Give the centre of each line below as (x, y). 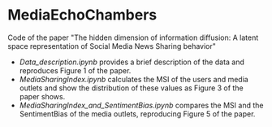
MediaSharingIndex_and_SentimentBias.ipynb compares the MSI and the (141, 105)
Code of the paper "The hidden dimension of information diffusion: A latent (133, 37)
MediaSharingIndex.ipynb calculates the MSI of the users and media (134, 79)
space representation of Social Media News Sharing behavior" (112, 46)
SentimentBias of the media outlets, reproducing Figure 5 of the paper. (137, 114)
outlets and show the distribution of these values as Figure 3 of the (132, 88)
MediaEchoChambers (82, 15)
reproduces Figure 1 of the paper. (75, 70)
